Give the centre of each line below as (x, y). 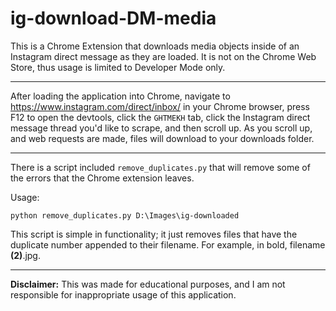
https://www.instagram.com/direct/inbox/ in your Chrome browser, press (160, 106)
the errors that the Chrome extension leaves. (102, 178)
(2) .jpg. (25, 255)
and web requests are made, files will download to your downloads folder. (162, 138)
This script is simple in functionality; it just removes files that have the (154, 234)
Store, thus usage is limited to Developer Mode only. (118, 67)
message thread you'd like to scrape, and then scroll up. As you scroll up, (161, 128)
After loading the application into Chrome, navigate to (120, 96)
